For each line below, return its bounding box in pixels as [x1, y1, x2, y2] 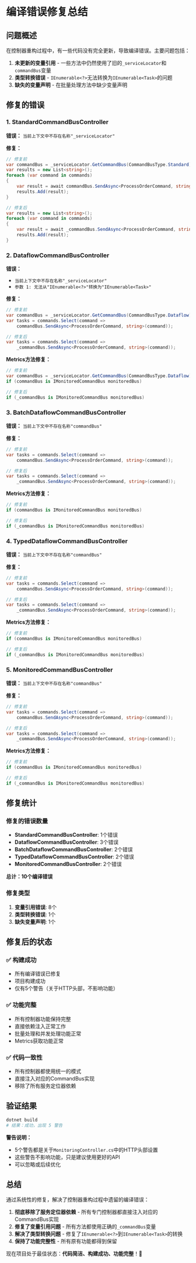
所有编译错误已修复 [14, 970, 61, 977]
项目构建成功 [14, 978, 45, 985]
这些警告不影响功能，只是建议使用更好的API [14, 1153, 121, 1161]
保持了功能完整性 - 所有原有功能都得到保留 [14, 1238, 118, 1245]
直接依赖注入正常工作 [14, 1023, 66, 1030]
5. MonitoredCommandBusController [6, 665, 113, 674]
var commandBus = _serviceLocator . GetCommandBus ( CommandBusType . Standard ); [6, 161, 194, 167]
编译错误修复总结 [6, 5, 89, 19]
